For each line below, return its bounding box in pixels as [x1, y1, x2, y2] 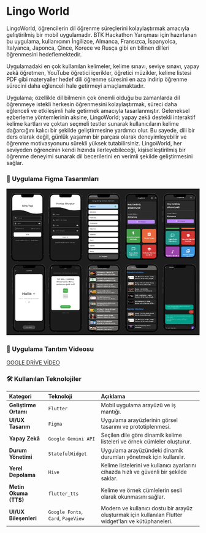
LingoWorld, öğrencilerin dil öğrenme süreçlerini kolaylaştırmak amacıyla [6, 25, 190, 32]
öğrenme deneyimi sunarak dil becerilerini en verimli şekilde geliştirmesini [6, 152, 193, 160]
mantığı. [101, 408, 121, 415]
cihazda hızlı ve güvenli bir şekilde [101, 468, 187, 475]
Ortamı [9, 408, 28, 415]
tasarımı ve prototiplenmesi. [101, 423, 171, 431]
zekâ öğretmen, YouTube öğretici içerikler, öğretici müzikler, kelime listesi [6, 69, 192, 76]
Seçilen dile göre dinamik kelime [101, 431, 183, 439]
